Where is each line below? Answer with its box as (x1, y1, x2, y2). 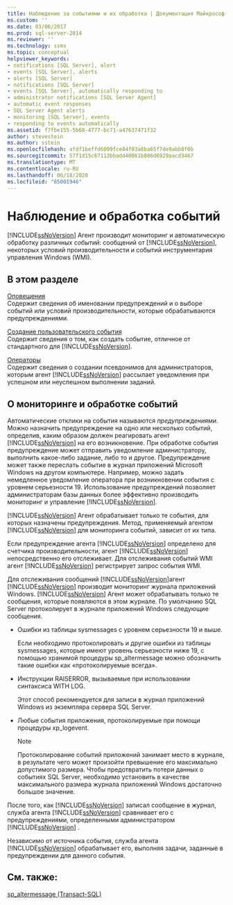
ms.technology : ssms (7, 42, 67, 49)
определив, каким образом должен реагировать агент (7, 431, 170, 439)
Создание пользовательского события (7, 327, 123, 336)
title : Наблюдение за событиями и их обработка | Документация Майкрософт (7, 10, 228, 17)
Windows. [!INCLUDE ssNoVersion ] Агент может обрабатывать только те (7, 589, 219, 598)
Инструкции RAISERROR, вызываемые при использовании (17, 674, 191, 683)
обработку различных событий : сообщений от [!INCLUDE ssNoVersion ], (7, 238, 217, 247)
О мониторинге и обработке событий (7, 398, 178, 410)
